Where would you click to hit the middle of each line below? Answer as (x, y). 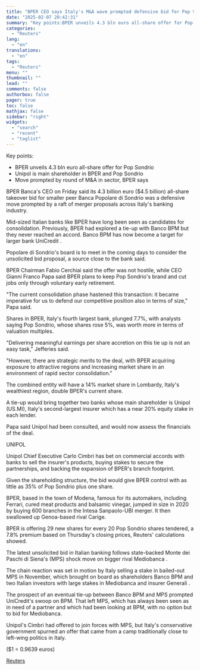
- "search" (25, 128)
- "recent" (25, 133)
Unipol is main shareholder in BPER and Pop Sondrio (79, 174)
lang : (13, 39)
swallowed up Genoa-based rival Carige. (56, 517)
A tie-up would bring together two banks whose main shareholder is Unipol (98, 402)
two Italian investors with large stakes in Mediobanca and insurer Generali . (98, 583)
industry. (17, 210)
